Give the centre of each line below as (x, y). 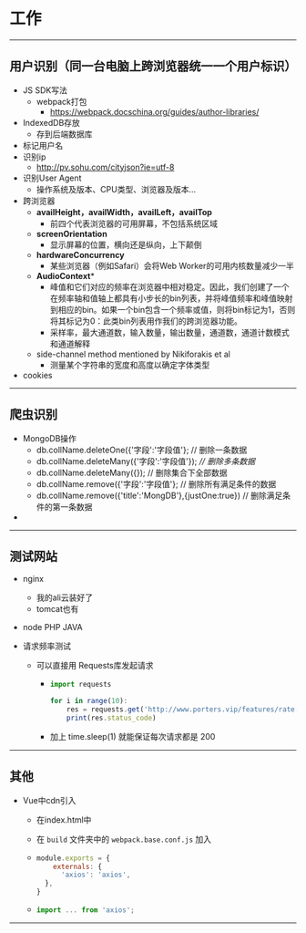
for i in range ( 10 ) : (89, 701)
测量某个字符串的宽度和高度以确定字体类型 (130, 365)
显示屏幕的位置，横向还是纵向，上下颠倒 (126, 244)
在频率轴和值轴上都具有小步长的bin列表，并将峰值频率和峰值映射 (171, 298)
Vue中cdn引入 (49, 800)
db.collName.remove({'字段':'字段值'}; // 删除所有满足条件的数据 (156, 483)
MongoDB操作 (50, 438)
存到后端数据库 (64, 134)
